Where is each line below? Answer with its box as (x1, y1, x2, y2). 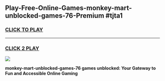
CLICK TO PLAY (5, 27, 43, 33)
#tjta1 (105, 12, 123, 20)
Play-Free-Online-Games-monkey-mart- (5, 4, 132, 12)
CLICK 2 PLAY (5, 45, 39, 52)
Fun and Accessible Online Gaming (5, 70, 78, 76)
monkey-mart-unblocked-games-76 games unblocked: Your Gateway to (5, 65, 156, 71)
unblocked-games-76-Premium (5, 12, 105, 20)
